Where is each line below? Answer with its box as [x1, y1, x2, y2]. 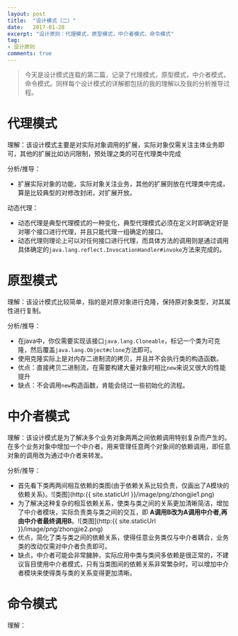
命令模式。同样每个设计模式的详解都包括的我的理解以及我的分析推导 [24, 79, 224, 87]
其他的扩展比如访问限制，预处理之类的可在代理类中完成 [19, 149, 181, 158]
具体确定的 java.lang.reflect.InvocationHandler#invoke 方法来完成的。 [17, 245, 226, 253]
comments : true [7, 50, 52, 57]
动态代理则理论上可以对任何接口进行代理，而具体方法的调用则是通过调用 [17, 236, 229, 245]
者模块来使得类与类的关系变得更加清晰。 [17, 569, 136, 577]
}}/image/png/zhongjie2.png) [17, 525, 103, 533]
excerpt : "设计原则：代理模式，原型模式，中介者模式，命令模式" [7, 30, 175, 38]
